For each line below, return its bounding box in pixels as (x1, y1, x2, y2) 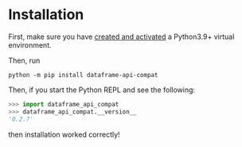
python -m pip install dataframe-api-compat (8, 71, 158, 79)
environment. (8, 40, 52, 49)
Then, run (8, 56, 41, 65)
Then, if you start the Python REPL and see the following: (8, 85, 196, 95)
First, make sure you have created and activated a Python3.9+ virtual (8, 32, 235, 41)
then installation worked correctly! (8, 130, 121, 139)
